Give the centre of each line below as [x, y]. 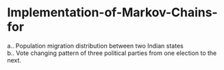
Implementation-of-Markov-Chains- [112, 13]
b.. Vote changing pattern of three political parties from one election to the [112, 53]
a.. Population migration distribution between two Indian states [95, 46]
